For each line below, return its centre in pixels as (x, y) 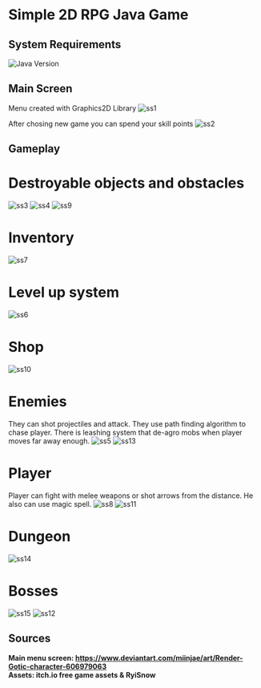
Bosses (33, 591)
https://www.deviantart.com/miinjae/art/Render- (159, 658)
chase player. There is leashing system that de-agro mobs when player (125, 432)
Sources (30, 639)
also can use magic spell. (50, 504)
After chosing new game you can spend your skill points (101, 123)
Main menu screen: (41, 658)
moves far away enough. (49, 441)
